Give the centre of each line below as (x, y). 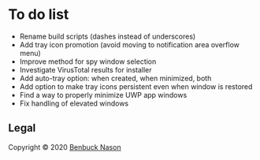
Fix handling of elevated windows (74, 103)
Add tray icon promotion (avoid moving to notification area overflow (130, 44)
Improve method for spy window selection (88, 61)
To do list (39, 15)
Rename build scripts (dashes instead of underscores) (108, 36)
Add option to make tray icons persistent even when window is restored (136, 86)
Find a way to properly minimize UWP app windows (103, 95)
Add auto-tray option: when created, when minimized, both (115, 78)
